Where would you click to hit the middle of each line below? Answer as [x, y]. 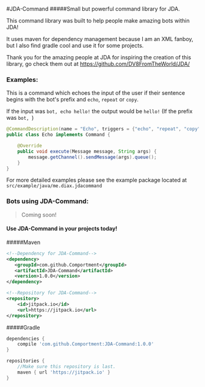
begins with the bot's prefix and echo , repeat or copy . [73, 100]
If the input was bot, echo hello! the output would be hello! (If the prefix [99, 111]
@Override [30, 146]
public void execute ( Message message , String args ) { [87, 151]
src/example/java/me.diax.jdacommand [54, 186]
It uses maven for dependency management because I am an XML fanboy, [100, 39]
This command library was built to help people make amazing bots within [98, 20]
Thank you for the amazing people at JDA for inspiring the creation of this [99, 57]
